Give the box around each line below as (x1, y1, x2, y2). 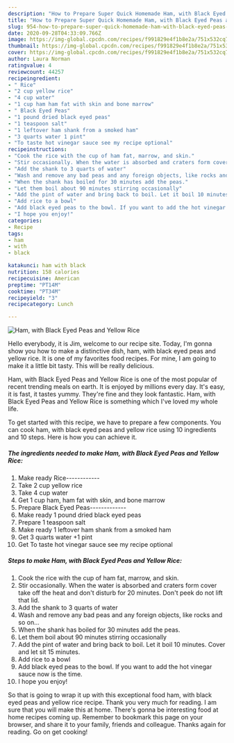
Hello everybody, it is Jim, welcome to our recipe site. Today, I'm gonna (8, 339, 212, 348)
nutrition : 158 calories (8, 269, 80, 275)
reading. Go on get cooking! (8, 728, 88, 736)
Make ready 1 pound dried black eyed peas (17, 511, 142, 519)
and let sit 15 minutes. (17, 648, 81, 656)
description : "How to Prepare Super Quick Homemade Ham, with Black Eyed (8, 10, 226, 17)
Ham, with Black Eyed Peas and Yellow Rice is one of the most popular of (8, 375, 217, 383)
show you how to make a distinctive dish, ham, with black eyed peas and (8, 347, 216, 355)
